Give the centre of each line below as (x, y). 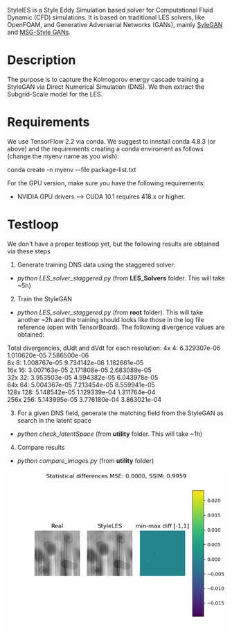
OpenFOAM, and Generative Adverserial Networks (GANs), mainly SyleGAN (115, 25)
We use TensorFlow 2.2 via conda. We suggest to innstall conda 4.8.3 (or (111, 141)
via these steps (29, 251)
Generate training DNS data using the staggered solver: (96, 264)
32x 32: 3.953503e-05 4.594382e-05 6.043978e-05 (83, 377)
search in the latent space (54, 420)
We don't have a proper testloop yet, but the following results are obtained (113, 244)
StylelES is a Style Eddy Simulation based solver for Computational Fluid (110, 10)
